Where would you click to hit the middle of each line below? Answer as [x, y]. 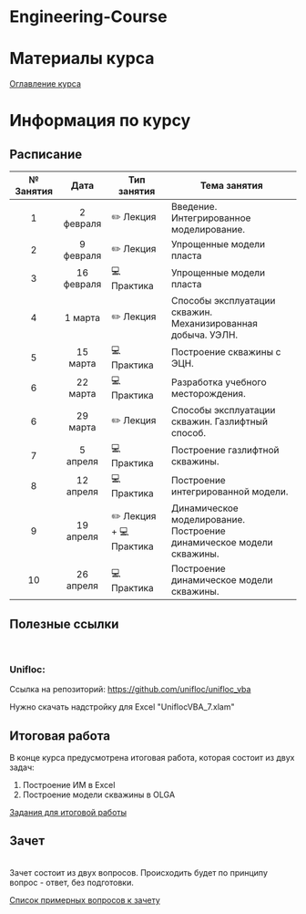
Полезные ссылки [64, 623]
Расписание [46, 154]
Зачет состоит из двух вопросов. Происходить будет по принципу [139, 872]
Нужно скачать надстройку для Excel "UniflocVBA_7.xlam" [122, 707]
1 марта [82, 318]
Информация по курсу [100, 121]
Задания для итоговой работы [68, 813]
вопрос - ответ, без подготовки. [71, 882]
